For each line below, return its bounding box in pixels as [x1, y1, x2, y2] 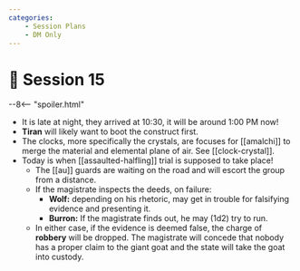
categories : [8, 13, 53, 23]
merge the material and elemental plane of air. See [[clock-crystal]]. [21, 146, 276, 157]
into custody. [34, 251, 84, 263]
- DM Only [24, 30, 63, 39]
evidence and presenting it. [48, 203, 151, 214]
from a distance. [34, 174, 97, 186]
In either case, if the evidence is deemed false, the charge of [34, 223, 263, 234]
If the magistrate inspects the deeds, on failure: [34, 184, 212, 195]
